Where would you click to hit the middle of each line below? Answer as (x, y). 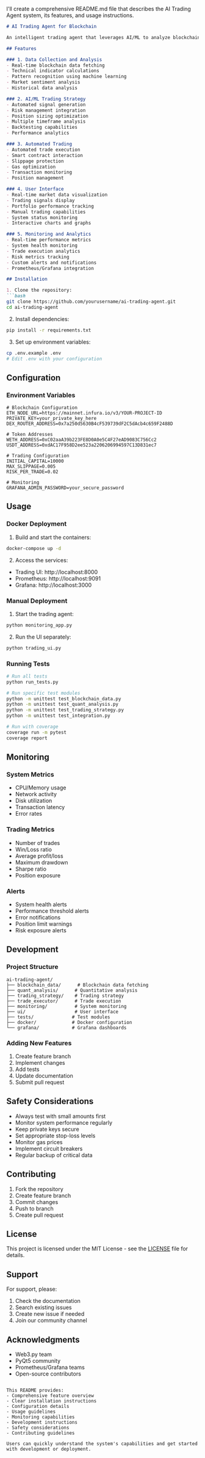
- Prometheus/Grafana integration (50, 268)
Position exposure (38, 875)
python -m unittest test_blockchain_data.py (64, 698)
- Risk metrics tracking (38, 257)
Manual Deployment (37, 601)
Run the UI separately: (43, 637)
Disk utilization (34, 801)
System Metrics (31, 775)
